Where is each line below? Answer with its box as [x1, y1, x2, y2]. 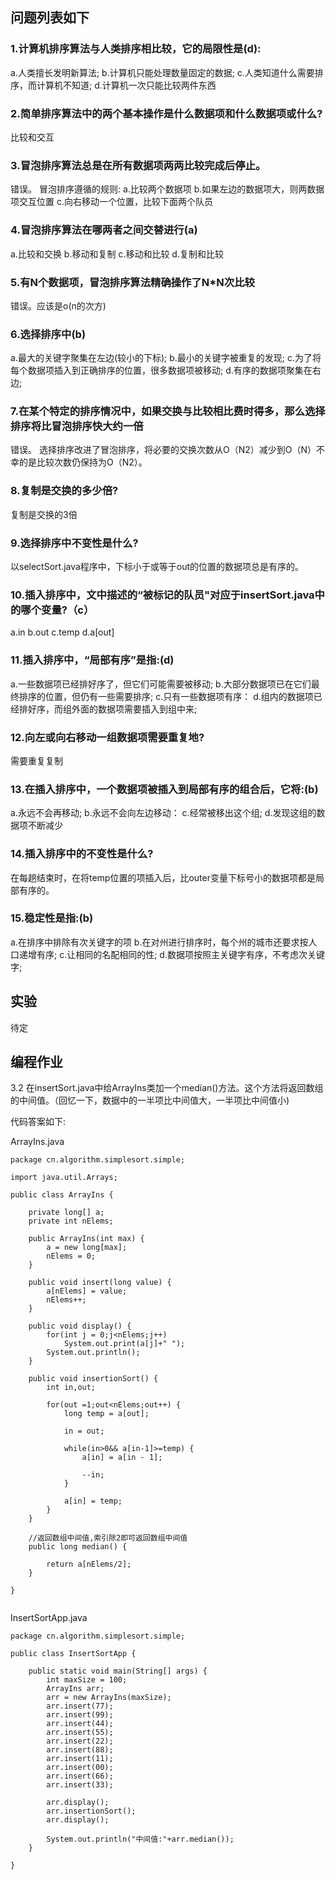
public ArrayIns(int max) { [28, 1234, 145, 1244]
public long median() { [28, 1542, 128, 1552]
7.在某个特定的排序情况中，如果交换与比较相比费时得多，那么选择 [10, 404, 326, 418]
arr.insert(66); [46, 1771, 114, 1782]
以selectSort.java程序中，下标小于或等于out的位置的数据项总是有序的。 [10, 561, 305, 573]
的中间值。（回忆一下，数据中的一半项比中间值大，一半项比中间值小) [10, 1094, 290, 1107]
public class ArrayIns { [10, 1190, 114, 1200]
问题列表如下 [10, 9, 90, 27]
